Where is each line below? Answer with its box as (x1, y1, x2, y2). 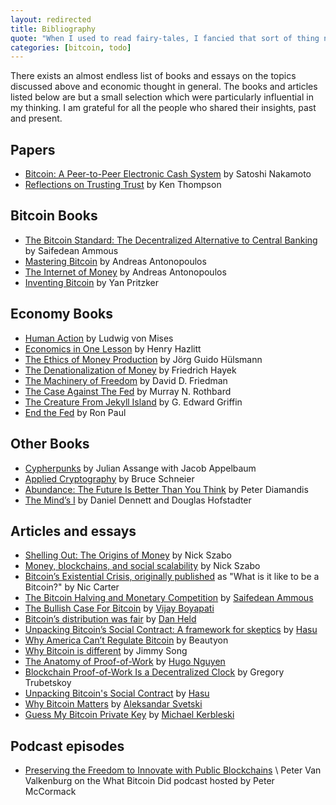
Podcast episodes (10, 737, 125, 755)
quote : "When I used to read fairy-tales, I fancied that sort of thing (10, 33, 320, 43)
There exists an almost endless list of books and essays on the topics (10, 70, 297, 82)
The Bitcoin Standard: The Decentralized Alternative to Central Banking (24, 234, 318, 246)
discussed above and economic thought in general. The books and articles (10, 81, 318, 93)
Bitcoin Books (10, 207, 98, 225)
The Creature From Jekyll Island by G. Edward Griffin (24, 396, 243, 408)
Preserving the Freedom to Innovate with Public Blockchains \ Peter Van (24, 764, 322, 776)
